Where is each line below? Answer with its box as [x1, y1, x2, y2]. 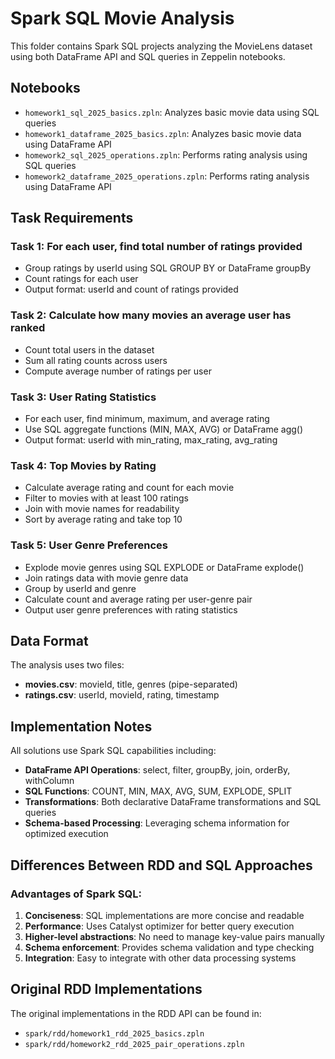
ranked [10, 321, 46, 335]
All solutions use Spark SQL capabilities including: [10, 745, 217, 757]
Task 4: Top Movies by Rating [10, 458, 157, 472]
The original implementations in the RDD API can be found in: [10, 1007, 262, 1019]
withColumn [24, 775, 75, 787]
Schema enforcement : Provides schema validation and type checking [24, 941, 315, 953]
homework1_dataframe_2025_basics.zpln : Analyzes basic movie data [24, 127, 302, 139]
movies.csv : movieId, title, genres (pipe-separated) [24, 678, 238, 691]
